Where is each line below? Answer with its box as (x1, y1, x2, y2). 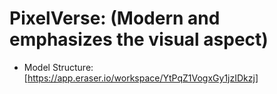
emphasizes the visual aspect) (9, 28, 269, 51)
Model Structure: (23, 61, 94, 73)
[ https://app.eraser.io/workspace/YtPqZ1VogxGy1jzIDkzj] (23, 72, 259, 84)
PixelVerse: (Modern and (9, 7, 221, 30)
